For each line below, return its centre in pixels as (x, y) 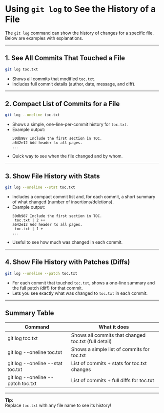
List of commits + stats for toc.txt (109, 363)
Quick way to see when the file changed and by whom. (67, 156)
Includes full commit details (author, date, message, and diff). (74, 84)
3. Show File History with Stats (52, 176)
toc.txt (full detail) (92, 341)
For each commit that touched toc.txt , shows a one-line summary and (83, 283)
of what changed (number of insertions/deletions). (63, 202)
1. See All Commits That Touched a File (65, 58)
